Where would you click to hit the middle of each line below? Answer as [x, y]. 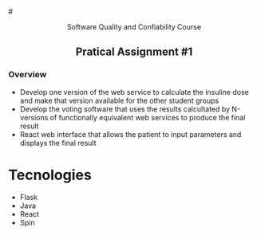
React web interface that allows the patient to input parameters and [130, 134]
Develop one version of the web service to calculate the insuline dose [134, 92]
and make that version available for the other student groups [119, 100]
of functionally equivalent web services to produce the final [148, 117]
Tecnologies [50, 175]
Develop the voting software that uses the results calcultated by [125, 109]
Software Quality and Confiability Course [134, 27]
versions [34, 117]
